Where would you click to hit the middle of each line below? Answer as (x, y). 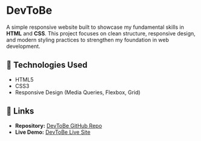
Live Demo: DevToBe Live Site (53, 132)
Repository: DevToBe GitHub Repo (59, 125)
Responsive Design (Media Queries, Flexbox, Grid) (78, 92)
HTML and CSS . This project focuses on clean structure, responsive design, (101, 33)
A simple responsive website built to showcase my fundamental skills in (95, 27)
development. (23, 46)
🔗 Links (20, 111)
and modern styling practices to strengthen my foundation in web (88, 40)
